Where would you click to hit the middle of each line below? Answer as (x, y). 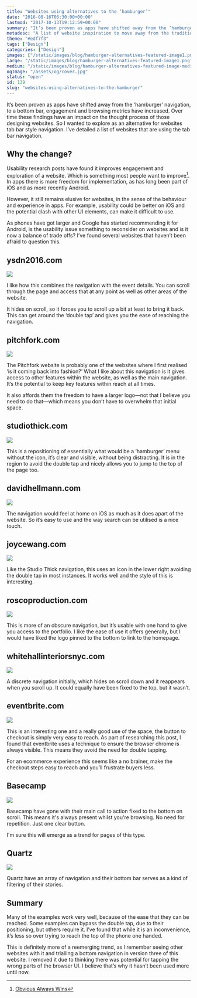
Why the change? (39, 154)
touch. (14, 526)
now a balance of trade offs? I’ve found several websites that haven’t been (96, 236)
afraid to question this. (34, 242)
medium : (16, 66)
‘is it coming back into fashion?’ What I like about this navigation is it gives (96, 371)
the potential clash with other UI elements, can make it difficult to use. (91, 212)
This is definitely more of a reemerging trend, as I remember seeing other (95, 947)
